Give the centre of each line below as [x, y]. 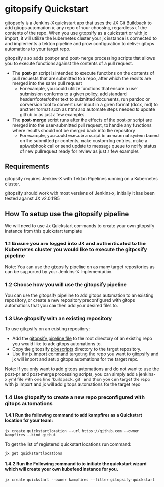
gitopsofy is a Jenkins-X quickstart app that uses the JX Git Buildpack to [79, 23]
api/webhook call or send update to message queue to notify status [88, 146]
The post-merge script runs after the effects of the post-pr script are [82, 120]
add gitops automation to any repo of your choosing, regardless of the [76, 27]
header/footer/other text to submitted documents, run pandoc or [85, 99]
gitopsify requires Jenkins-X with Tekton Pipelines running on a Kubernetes [82, 178]
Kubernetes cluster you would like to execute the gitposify [76, 250]
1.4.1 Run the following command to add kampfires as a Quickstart [74, 415]
